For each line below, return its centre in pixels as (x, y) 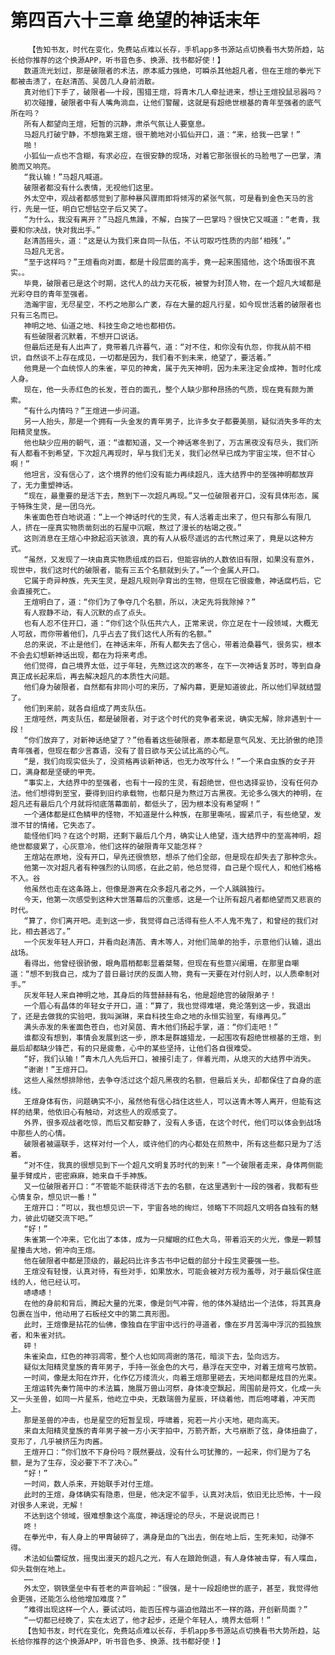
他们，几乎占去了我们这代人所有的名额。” (141, 634)
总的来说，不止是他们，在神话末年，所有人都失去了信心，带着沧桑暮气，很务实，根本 (172, 644)
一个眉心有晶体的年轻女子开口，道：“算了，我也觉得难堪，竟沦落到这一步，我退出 (167, 1006)
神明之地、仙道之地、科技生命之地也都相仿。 (102, 326)
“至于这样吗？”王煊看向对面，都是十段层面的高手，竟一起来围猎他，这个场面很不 (165, 262)
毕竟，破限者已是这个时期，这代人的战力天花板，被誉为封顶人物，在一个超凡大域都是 (172, 283)
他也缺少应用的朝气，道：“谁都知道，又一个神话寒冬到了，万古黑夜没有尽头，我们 (167, 442)
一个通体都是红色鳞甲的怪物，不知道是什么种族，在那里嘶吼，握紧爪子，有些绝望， (169, 814)
